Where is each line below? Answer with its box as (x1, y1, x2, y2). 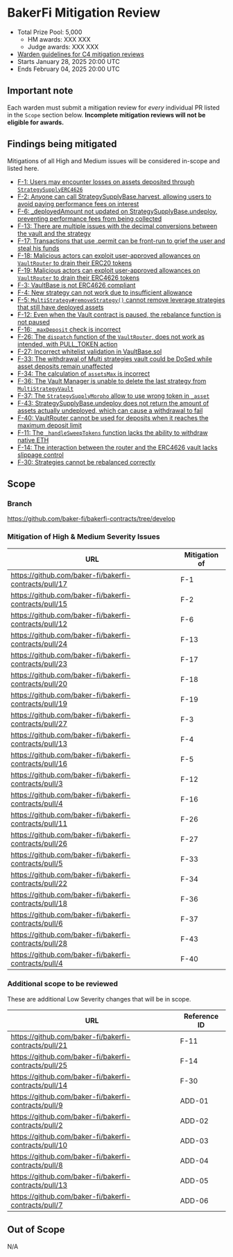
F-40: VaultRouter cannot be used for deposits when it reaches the (17, 413, 209, 422)
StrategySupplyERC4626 (17, 186, 83, 193)
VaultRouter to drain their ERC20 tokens (17, 258, 132, 267)
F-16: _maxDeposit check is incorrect (17, 325, 121, 333)
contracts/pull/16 (10, 758, 68, 768)
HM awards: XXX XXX (27, 35, 91, 43)
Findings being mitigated (7, 138, 117, 150)
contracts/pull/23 (10, 658, 68, 668)
